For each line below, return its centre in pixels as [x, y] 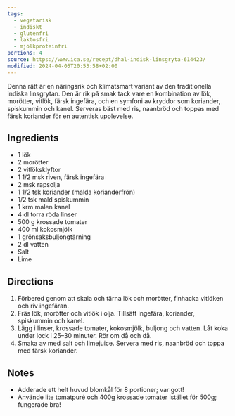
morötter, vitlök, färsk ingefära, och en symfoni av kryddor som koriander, [114, 101]
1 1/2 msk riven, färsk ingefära [61, 177]
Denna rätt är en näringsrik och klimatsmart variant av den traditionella [109, 86]
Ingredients [33, 138]
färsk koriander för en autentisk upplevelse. [70, 116]
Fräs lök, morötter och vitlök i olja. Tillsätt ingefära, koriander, [106, 313]
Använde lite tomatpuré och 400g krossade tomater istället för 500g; [117, 397]
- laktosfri [31, 40]
